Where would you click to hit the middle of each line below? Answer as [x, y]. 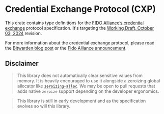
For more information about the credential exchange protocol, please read [80, 42]
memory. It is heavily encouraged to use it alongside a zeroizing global [89, 80]
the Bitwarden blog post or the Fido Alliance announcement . [66, 48]
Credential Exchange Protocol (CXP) [81, 9]
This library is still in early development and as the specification [82, 101]
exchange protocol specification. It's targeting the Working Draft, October [80, 28]
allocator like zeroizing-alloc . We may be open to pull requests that [86, 86]
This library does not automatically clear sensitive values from [80, 76]
